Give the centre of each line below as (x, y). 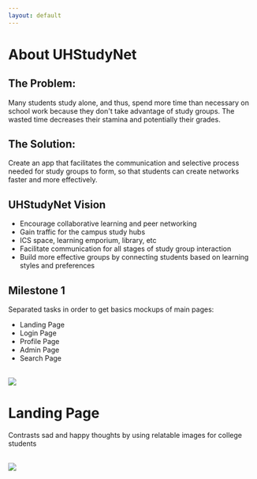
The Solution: (42, 144)
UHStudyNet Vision (57, 205)
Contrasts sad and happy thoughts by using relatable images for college (125, 435)
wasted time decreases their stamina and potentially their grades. (114, 119)
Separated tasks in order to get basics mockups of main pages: (111, 309)
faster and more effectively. (53, 180)
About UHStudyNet (73, 54)
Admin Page (39, 350)
